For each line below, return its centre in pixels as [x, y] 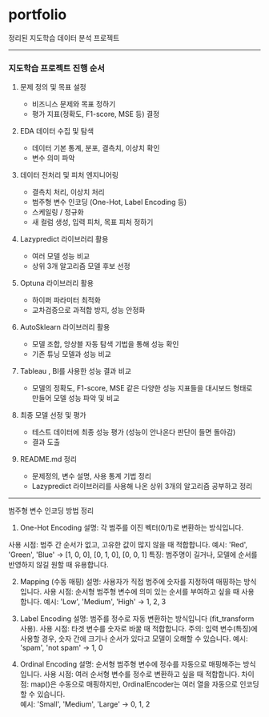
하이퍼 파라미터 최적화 [66, 300]
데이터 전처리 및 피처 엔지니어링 [69, 175]
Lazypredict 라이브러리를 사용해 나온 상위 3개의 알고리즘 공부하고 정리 [142, 487]
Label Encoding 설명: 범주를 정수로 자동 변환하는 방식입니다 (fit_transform [137, 619]
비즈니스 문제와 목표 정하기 [74, 104]
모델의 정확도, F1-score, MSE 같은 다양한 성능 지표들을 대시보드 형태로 [142, 388]
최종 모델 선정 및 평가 [53, 415]
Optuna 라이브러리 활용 [57, 283]
